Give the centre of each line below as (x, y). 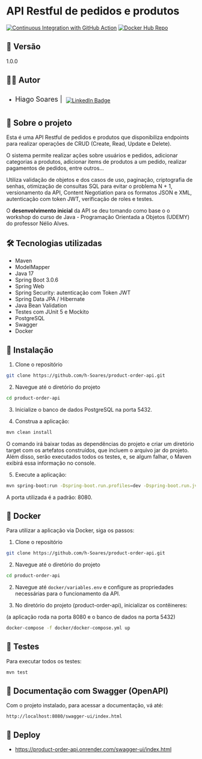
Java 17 (24, 274)
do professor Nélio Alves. (38, 223)
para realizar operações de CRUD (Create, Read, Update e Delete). (89, 144)
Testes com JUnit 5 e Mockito (52, 312)
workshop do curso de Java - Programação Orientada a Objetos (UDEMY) (98, 217)
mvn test (17, 672)
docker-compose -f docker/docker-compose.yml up (68, 628)
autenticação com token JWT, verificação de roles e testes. (80, 199)
